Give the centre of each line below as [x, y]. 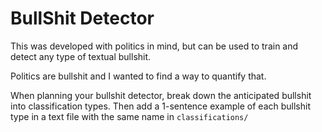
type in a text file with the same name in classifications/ [129, 116]
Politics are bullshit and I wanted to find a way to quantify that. [138, 76]
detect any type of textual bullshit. [81, 56]
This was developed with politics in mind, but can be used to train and [154, 46]
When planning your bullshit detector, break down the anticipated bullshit [161, 95]
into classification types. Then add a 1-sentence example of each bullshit [161, 106]
